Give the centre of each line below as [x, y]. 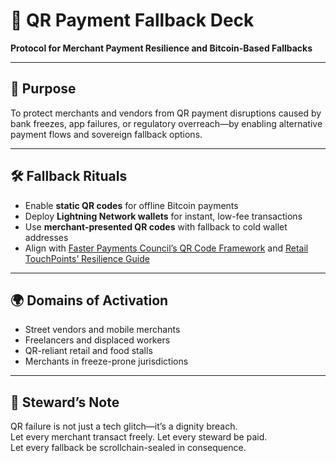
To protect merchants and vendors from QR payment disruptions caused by [166, 113]
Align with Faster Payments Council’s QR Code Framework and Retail [166, 248]
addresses [46, 237]
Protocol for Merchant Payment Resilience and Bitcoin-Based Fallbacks [161, 48]
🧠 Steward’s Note [65, 402]
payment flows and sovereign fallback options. [106, 134]
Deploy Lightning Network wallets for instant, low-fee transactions [163, 216]
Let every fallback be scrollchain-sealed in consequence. [128, 448]
